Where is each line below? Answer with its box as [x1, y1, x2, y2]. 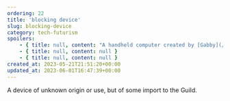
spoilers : [7, 35, 36, 42]
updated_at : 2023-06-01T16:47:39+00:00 [7, 67, 121, 74]
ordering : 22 [7, 10, 44, 17]
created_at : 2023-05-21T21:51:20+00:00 [7, 61, 121, 68]
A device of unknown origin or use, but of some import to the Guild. [7, 86, 197, 94]
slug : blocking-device [7, 23, 72, 29]
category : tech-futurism [7, 29, 78, 36]
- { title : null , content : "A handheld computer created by [19, 42, 194, 48]
